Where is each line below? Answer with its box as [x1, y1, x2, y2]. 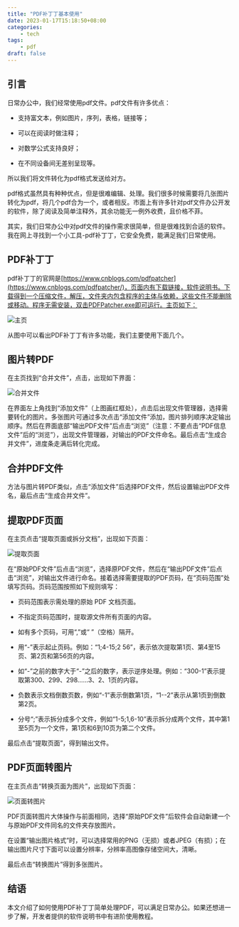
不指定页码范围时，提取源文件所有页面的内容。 [17, 612, 155, 621]
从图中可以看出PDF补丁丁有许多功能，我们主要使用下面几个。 [7, 331, 188, 339]
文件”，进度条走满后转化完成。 [13, 439, 105, 448]
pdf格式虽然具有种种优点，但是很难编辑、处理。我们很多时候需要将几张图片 [7, 189, 230, 198]
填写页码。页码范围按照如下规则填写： [7, 582, 119, 591]
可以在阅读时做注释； [17, 129, 80, 137]
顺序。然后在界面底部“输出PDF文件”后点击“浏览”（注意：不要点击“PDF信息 [7, 422, 226, 430]
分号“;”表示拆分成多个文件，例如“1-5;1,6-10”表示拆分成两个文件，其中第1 [17, 714, 230, 723]
